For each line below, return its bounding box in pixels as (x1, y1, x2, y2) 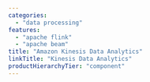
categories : (8, 11, 47, 20)
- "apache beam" (15, 41, 69, 48)
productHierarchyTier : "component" (8, 62, 126, 70)
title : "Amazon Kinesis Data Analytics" (8, 48, 144, 55)
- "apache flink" (15, 33, 73, 41)
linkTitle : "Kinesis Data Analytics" (8, 55, 133, 63)
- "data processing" (15, 19, 83, 27)
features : (8, 26, 41, 34)
